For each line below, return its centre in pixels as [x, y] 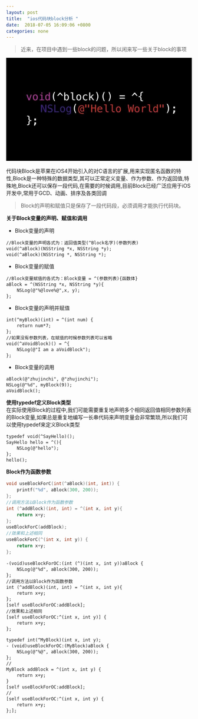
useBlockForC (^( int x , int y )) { [47, 540]
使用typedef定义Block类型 [39, 403]
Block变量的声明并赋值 [42, 308]
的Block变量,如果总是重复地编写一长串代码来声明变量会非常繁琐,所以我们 [94, 418]
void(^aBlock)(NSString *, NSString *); [57, 255]
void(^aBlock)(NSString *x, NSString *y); [59, 249]
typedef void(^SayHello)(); [41, 437]
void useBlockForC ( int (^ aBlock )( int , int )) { [63, 484]
